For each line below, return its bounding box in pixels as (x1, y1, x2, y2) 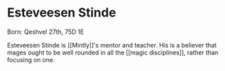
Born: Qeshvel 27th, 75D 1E (7, 28, 85, 36)
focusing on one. (7, 55, 55, 63)
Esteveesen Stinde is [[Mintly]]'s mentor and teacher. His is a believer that (7, 41, 217, 49)
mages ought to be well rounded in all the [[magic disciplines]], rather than (7, 48, 219, 57)
